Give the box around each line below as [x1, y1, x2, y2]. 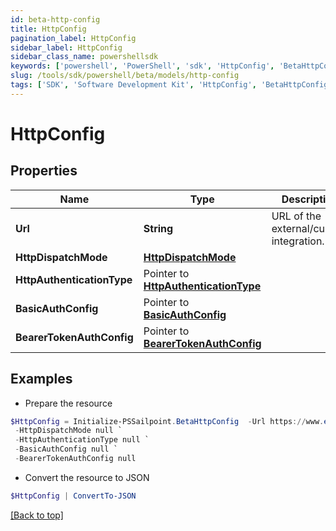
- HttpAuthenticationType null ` [14, 435, 150, 445]
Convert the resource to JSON [24, 471, 150, 483]
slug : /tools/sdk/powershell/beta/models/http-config [10, 71, 240, 81]
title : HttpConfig [10, 24, 87, 34]
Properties [10, 162, 78, 180]
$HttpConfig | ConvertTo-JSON [10, 491, 137, 501]
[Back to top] [10, 509, 64, 521]
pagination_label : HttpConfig [10, 33, 137, 43]
